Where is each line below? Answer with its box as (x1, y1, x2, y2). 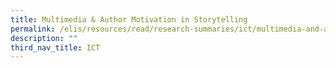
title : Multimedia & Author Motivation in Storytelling (10, 14, 248, 25)
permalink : (10, 24, 56, 34)
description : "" (10, 33, 78, 43)
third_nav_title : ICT (10, 42, 101, 53)
